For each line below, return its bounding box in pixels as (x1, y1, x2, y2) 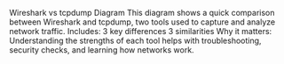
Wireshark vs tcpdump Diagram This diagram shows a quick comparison (9, 8, 275, 18)
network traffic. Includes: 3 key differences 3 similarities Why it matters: (9, 26, 272, 36)
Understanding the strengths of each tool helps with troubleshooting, (9, 35, 262, 46)
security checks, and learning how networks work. (9, 45, 194, 55)
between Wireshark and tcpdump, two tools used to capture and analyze (9, 17, 276, 27)
